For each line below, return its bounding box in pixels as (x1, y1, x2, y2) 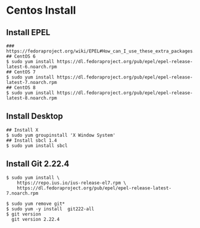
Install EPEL (6, 27, 51, 38)
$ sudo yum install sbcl (6, 142, 68, 149)
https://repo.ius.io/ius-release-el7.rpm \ (17, 180, 127, 186)
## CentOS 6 (6, 54, 36, 60)
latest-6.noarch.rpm (6, 64, 58, 70)
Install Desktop (6, 111, 64, 121)
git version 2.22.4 (11, 216, 60, 222)
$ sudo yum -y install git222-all (6, 206, 95, 212)
